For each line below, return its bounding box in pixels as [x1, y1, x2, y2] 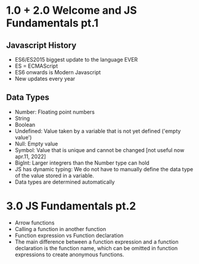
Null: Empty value [14, 140, 58, 147]
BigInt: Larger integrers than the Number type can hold [14, 159, 150, 166]
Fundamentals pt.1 [6, 16, 99, 30]
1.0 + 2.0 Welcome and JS [6, 4, 137, 17]
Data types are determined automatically [14, 178, 115, 186]
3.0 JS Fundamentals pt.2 [6, 199, 136, 213]
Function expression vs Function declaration [14, 232, 124, 239]
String [14, 114, 30, 122]
